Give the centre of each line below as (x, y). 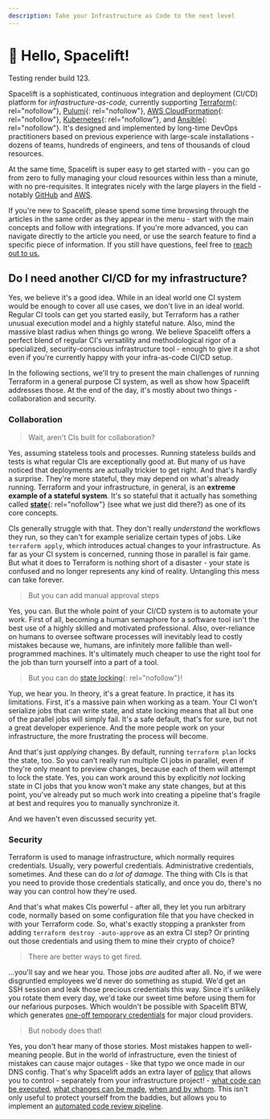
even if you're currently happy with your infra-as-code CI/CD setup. (121, 357)
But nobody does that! (65, 1030)
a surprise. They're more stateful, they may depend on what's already (124, 478)
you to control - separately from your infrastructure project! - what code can (135, 1080)
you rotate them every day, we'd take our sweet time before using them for (132, 997)
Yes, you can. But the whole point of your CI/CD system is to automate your (133, 611)
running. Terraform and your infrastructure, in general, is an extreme (122, 487)
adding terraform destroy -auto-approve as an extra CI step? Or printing (129, 932)
